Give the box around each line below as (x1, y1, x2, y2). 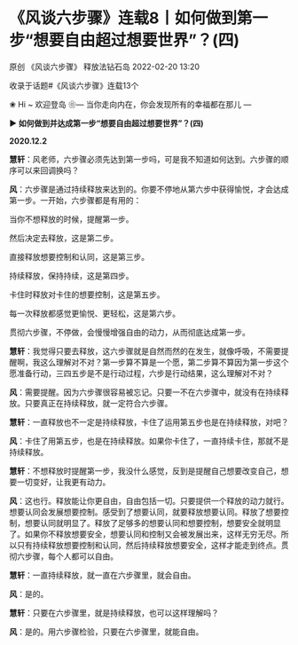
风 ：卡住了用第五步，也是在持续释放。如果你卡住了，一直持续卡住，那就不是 (9, 436, 289, 446)
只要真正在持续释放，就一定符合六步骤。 (24, 397, 173, 408)
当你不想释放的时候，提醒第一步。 (9, 214, 134, 224)
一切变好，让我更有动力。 (16, 476, 111, 487)
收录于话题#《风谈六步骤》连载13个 (9, 80, 139, 90)
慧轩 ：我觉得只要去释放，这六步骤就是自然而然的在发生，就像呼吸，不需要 (9, 345, 281, 356)
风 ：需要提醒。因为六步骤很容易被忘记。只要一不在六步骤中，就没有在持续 (9, 387, 281, 397)
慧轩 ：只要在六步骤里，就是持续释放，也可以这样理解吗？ (9, 607, 219, 617)
